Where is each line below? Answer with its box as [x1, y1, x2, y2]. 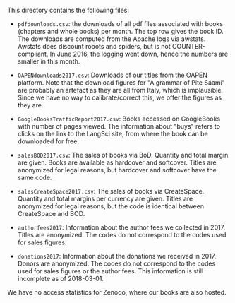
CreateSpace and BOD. [17, 210, 85, 218]
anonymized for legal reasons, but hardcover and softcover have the [17, 166, 217, 174]
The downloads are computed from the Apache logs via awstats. [17, 35, 206, 43]
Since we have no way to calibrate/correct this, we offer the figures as [17, 93, 222, 102]
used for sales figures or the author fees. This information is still [17, 267, 204, 275]
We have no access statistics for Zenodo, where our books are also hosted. [7, 288, 227, 296]
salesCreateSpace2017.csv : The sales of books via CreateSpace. [17, 187, 205, 195]
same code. [17, 173, 52, 182]
